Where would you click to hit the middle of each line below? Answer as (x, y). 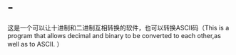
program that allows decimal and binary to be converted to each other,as (114, 35)
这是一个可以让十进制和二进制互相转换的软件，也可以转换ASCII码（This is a (118, 28)
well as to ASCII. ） (35, 44)
